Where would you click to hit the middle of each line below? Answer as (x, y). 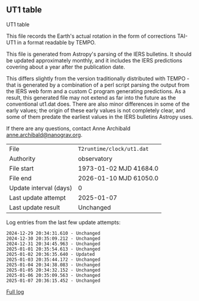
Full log (15, 291)
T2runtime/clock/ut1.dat (113, 149)
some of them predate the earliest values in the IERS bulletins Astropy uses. (100, 117)
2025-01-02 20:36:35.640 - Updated (51, 254)
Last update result (35, 207)
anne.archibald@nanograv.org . (44, 135)
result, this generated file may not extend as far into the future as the (91, 97)
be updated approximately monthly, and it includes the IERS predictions (94, 60)
